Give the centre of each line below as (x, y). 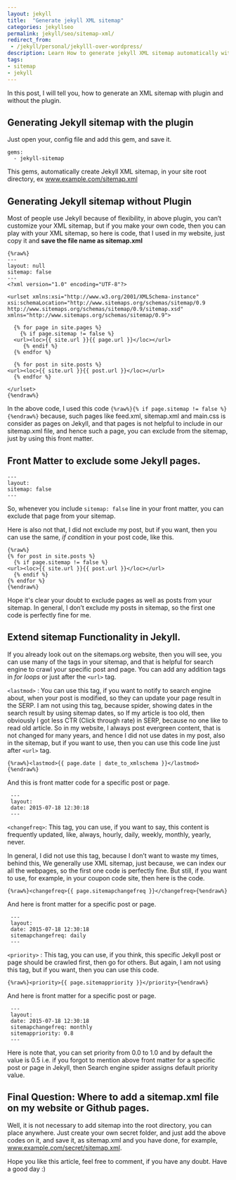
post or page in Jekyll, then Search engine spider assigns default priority (113, 1067)
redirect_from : (29, 40)
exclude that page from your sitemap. (61, 516)
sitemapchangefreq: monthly (51, 1027)
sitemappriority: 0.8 (42, 1033)
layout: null (26, 266)
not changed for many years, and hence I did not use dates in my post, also (116, 735)
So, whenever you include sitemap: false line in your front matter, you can (116, 508)
